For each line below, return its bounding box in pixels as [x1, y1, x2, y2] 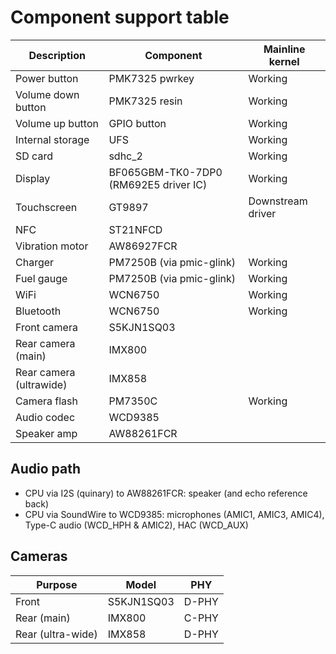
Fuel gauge [15, 271, 68, 285]
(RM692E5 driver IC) [108, 177, 208, 191]
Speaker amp [15, 426, 78, 440]
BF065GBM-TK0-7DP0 [108, 165, 223, 179]
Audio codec [15, 410, 76, 424]
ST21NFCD [108, 222, 163, 236]
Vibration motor [15, 239, 89, 253]
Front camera [15, 320, 78, 334]
